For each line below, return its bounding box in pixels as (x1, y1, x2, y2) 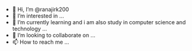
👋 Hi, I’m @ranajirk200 (12, 6, 69, 13)
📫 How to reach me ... (12, 38, 69, 46)
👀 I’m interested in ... (12, 12, 64, 19)
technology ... (12, 25, 47, 32)
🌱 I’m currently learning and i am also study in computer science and (12, 19, 186, 25)
